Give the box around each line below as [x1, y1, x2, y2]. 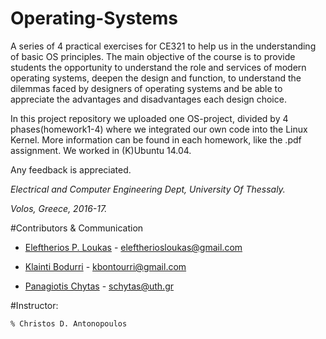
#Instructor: [10, 299, 59, 311]
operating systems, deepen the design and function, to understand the [10, 72, 302, 84]
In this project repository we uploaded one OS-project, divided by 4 [10, 112, 289, 124]
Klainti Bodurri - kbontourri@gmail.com [24, 260, 187, 272]
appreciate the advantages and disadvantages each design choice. [10, 93, 287, 105]
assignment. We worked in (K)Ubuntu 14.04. [10, 144, 192, 156]
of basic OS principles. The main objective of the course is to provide [10, 50, 296, 62]
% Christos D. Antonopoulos [10, 318, 128, 329]
